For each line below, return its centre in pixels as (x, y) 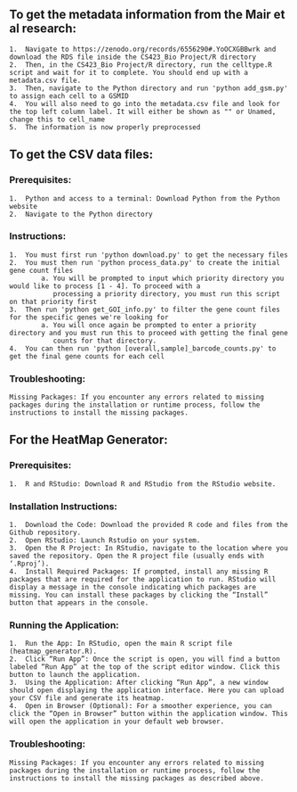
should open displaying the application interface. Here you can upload (147, 690)
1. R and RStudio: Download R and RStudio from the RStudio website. (143, 484)
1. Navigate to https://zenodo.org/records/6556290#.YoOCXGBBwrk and (143, 49)
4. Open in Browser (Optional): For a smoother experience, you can (141, 706)
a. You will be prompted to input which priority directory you (163, 278)
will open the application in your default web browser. (117, 722)
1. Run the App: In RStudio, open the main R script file (121, 644)
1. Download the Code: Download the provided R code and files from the (149, 525)
